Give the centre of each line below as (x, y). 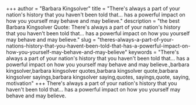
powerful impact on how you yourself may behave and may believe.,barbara (98, 65)
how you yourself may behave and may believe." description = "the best (93, 21)
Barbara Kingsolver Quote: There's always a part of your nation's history (93, 27)
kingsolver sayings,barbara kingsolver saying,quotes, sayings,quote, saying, (98, 77)
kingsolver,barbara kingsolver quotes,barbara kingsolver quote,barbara (92, 71)
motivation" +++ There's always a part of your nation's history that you (92, 83)
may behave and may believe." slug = (51, 40)
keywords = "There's (154, 52)
